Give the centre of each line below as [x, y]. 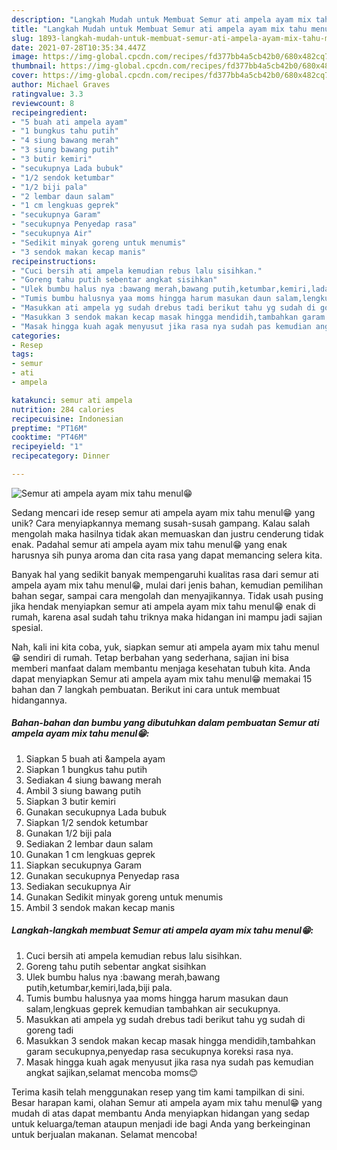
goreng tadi [49, 1030]
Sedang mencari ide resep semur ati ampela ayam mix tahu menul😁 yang [163, 512]
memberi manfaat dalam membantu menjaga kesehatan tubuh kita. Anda [161, 668]
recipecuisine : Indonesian [67, 419]
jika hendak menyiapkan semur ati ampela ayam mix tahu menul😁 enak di [163, 606]
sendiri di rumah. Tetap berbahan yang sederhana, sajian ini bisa [155, 657]
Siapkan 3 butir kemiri [70, 801]
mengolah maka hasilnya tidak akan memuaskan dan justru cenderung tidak [167, 533]
